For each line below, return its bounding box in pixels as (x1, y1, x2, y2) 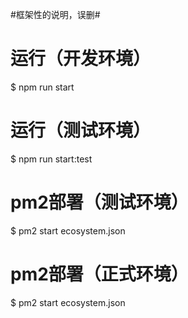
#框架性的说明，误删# (10, 9, 101, 20)
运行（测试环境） (10, 119, 152, 142)
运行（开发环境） (10, 48, 152, 70)
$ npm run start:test (10, 153, 93, 165)
